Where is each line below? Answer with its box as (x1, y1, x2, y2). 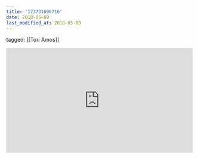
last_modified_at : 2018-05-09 (6, 20, 82, 26)
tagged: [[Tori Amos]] (6, 36, 60, 44)
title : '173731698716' (6, 8, 63, 15)
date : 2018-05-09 (6, 14, 49, 20)
